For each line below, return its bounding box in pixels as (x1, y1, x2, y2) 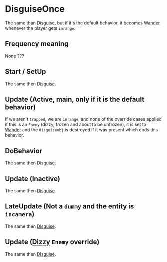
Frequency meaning (5, 40, 69, 48)
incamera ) (5, 210, 35, 218)
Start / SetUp (5, 67, 46, 76)
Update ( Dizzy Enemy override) (5, 238, 100, 246)
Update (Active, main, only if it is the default (5, 95, 145, 103)
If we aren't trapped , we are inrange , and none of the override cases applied (5, 116, 162, 122)
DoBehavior (5, 146, 43, 155)
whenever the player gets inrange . (5, 25, 76, 31)
